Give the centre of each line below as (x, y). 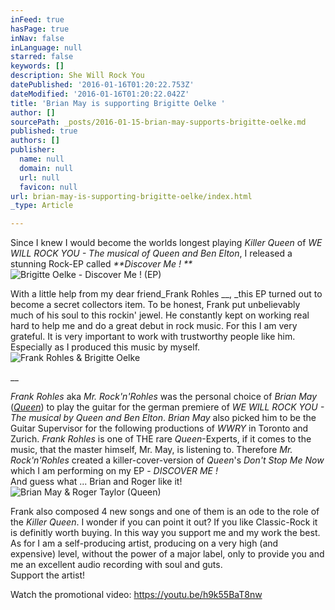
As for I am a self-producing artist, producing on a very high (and (144, 543)
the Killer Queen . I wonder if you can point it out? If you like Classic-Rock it (164, 522)
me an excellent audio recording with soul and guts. (116, 565)
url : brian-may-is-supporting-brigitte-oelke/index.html (131, 196)
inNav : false (37, 38)
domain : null (46, 168)
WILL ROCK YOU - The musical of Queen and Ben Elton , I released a (151, 253)
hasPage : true (40, 29)
